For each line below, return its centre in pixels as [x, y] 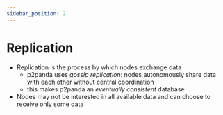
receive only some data [50, 104]
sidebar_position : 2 [36, 14]
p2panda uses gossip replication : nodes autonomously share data [122, 74]
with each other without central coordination [90, 82]
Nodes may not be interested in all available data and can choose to [114, 96]
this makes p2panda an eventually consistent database [106, 89]
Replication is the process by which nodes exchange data [99, 67]
